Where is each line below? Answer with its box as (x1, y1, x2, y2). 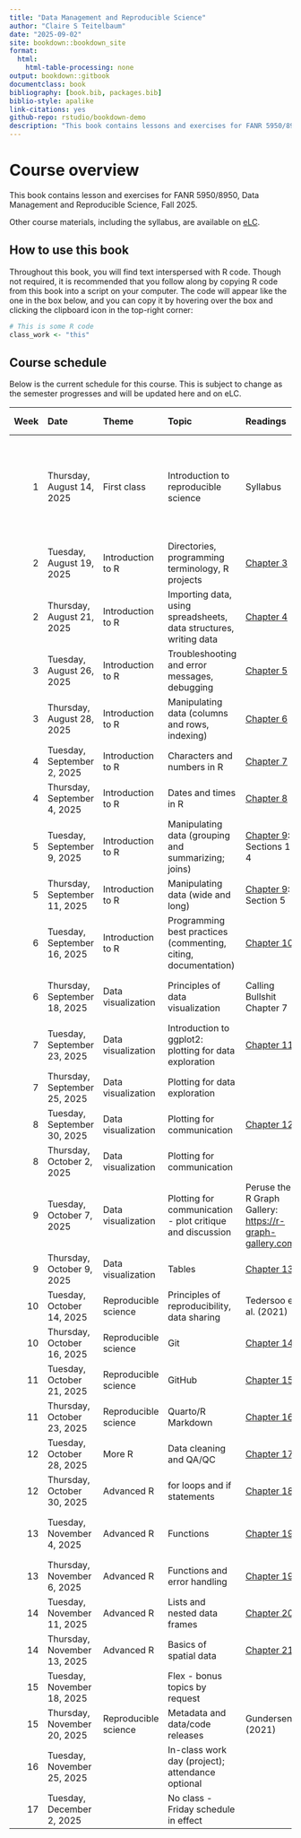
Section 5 (245, 894, 287, 906)
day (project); (167, 1755, 226, 1767)
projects (167, 574, 202, 586)
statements (167, 1490, 215, 1503)
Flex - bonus (167, 1669, 222, 1682)
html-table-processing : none (25, 64, 134, 73)
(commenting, (167, 937, 227, 949)
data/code (167, 1718, 211, 1730)
